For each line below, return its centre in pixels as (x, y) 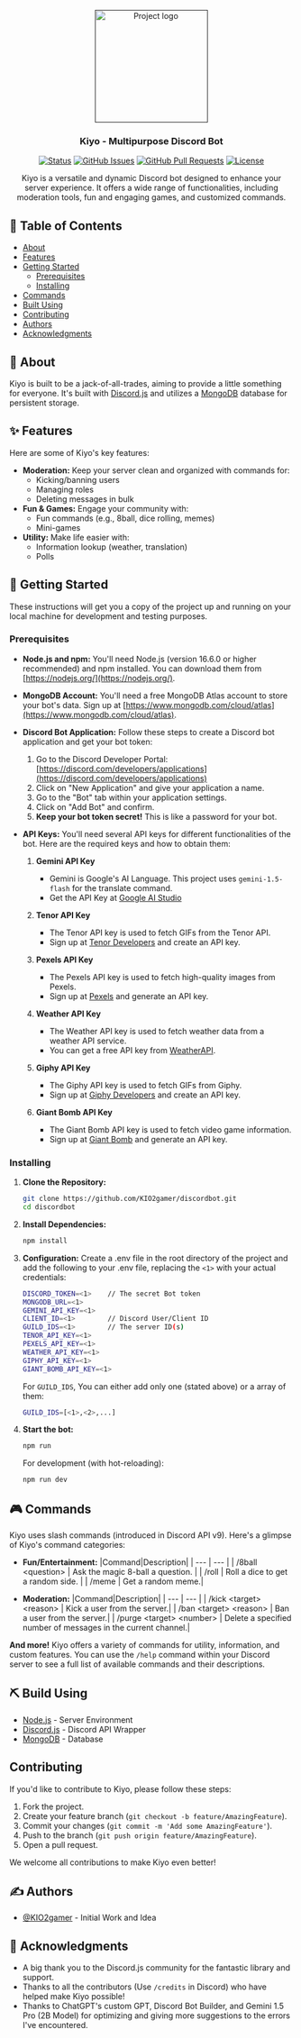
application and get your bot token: (87, 742)
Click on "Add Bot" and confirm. (95, 806)
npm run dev (45, 1480)
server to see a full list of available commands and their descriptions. (137, 1664)
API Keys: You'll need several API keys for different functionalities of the (156, 833)
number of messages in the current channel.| (106, 1627)
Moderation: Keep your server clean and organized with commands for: (156, 470)
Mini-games (58, 527)
